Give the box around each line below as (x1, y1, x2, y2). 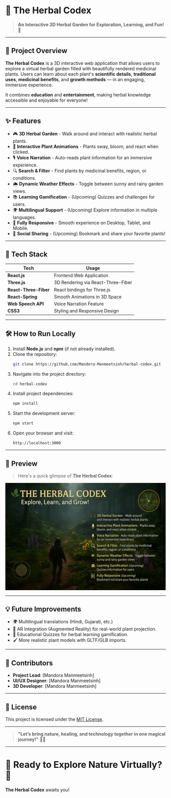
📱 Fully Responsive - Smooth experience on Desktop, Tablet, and (12, 220, 151, 226)
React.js (7, 273, 25, 279)
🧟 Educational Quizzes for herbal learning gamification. (12, 632, 129, 638)
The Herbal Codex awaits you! (5, 787, 70, 793)
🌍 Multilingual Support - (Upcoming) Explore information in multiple (12, 207, 158, 213)
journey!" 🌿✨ (17, 736, 46, 742)
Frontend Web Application (54, 273, 108, 279)
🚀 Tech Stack (5, 250, 48, 258)
